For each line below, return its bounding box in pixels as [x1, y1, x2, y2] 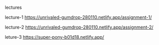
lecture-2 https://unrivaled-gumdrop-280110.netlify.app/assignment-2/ [5, 24, 154, 30]
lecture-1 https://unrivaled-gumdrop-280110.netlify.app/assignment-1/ [5, 14, 152, 20]
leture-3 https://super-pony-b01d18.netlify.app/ [5, 34, 104, 40]
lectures [5, 5, 22, 10]
